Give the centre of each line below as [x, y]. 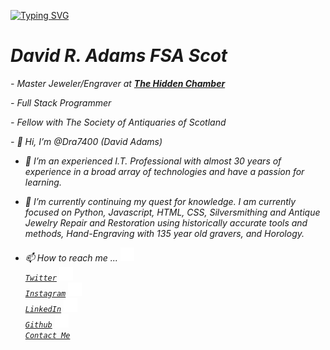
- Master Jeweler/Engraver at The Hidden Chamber [118, 83]
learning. [43, 182]
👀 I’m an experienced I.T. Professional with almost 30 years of [153, 161]
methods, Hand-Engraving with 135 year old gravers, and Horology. [164, 233]
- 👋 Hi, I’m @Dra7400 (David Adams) [86, 141]
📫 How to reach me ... [71, 257]
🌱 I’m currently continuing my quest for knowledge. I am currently [160, 201]
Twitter [40, 278]
